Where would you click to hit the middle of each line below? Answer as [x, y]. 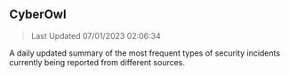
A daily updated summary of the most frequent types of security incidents [145, 53]
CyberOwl [38, 15]
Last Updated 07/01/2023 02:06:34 [96, 35]
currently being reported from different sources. [97, 62]
